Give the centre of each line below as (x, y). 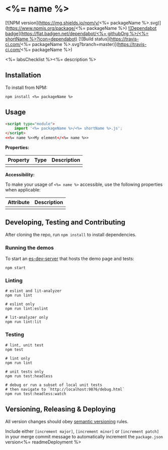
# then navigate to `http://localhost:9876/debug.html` (65, 389)
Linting (14, 281)
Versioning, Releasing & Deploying (60, 409)
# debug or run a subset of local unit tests (54, 385)
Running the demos (30, 247)
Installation (23, 76)
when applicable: (23, 190)
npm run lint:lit (23, 322)
